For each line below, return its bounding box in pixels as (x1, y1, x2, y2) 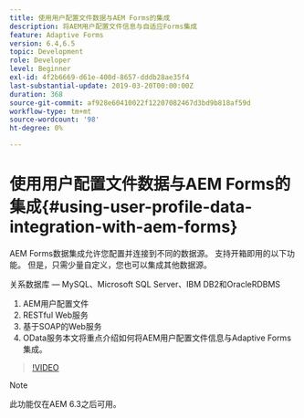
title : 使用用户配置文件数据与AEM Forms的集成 (9, 13, 171, 23)
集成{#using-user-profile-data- (9, 197, 253, 217)
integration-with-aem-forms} (9, 216, 238, 237)
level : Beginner (9, 65, 71, 74)
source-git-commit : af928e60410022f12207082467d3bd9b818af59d (9, 98, 251, 108)
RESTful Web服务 (22, 309, 89, 320)
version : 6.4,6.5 (9, 38, 76, 48)
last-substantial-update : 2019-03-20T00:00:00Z (9, 81, 194, 90)
